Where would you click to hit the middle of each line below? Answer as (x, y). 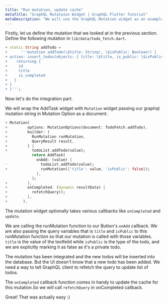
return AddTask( (48, 155)
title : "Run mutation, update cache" (44, 10)
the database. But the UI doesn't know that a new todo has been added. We (83, 262)
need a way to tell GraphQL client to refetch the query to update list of (77, 267)
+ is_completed (25, 75)
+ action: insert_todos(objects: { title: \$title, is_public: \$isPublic (84, 57)
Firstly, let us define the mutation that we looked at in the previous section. (82, 33)
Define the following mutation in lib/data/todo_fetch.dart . (66, 38)
